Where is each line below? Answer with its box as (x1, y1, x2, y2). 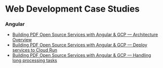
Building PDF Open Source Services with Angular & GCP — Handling (12, 52, 151, 58)
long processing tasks (12, 57, 58, 64)
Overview (12, 37, 32, 43)
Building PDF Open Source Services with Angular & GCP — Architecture (12, 32, 159, 37)
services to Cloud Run (12, 47, 58, 53)
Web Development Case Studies (5, 3, 140, 15)
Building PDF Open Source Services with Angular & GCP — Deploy (12, 42, 148, 48)
